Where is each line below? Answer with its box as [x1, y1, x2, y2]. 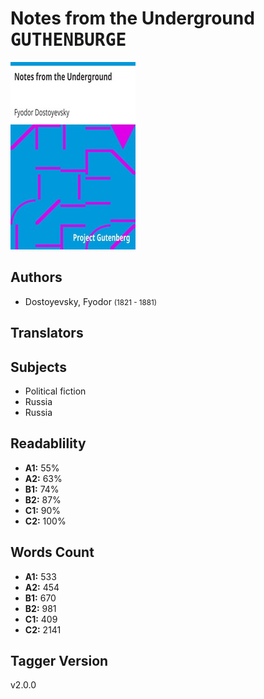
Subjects [10, 358, 67, 376]
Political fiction [24, 385, 87, 397]
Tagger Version [10, 652, 109, 669]
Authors [10, 269, 63, 286]
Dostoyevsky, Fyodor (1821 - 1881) [24, 295, 157, 307]
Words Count [10, 544, 95, 561]
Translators [10, 325, 84, 342]
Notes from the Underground [10, 7, 255, 30]
